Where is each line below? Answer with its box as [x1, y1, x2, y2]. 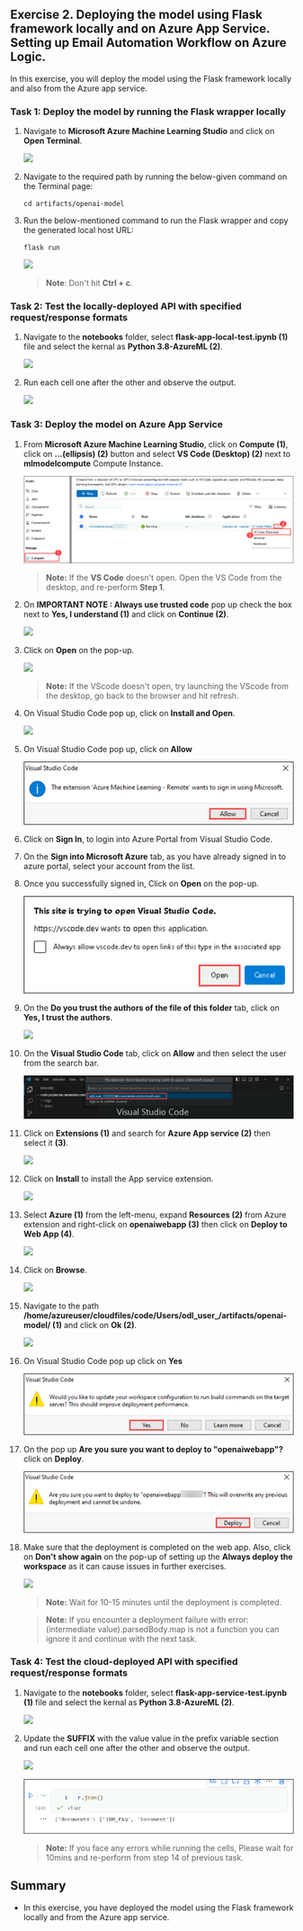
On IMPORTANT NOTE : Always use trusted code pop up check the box [22, 598, 292, 610]
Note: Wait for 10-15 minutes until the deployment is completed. [45, 1596, 282, 1607]
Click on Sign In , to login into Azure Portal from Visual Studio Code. [22, 833, 273, 844]
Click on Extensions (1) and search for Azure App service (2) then [22, 1127, 271, 1138]
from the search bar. [22, 1057, 100, 1069]
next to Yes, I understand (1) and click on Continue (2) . [22, 608, 229, 619]
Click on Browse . [22, 1264, 88, 1275]
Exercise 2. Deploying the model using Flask [10, 7, 263, 22]
